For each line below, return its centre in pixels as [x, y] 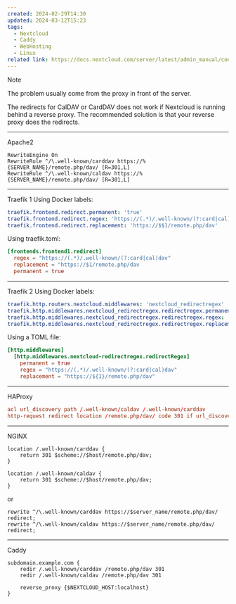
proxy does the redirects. [44, 122]
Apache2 [20, 142]
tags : [15, 27]
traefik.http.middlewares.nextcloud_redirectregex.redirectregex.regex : [116, 317]
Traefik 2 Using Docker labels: [51, 291]
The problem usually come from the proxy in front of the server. [99, 93]
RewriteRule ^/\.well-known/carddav [61, 161]
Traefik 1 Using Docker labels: [50, 199]
